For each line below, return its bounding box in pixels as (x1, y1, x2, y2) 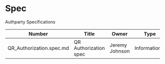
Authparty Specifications (5, 19, 55, 25)
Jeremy (110, 42, 127, 48)
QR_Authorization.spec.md (7, 45, 69, 51)
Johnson (110, 48, 130, 54)
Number (28, 30, 48, 37)
